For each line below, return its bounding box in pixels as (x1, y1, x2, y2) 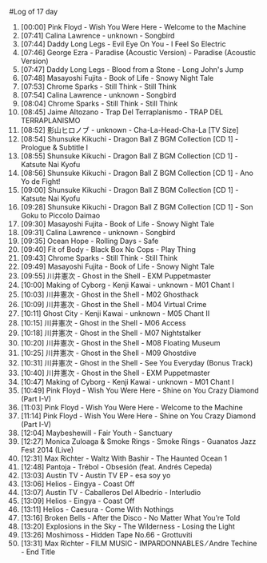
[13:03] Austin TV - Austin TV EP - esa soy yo (20, 471, 171, 480)
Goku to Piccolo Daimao (20, 211, 101, 220)
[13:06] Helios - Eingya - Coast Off (20, 479, 135, 489)
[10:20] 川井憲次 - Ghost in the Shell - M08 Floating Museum (20, 338, 221, 347)
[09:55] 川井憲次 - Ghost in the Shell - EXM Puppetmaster (20, 271, 211, 281)
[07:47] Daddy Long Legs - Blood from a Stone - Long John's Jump (20, 65, 245, 74)
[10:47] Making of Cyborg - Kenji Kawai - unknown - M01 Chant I (20, 377, 234, 386)
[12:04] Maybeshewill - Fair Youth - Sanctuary (20, 428, 173, 437)
